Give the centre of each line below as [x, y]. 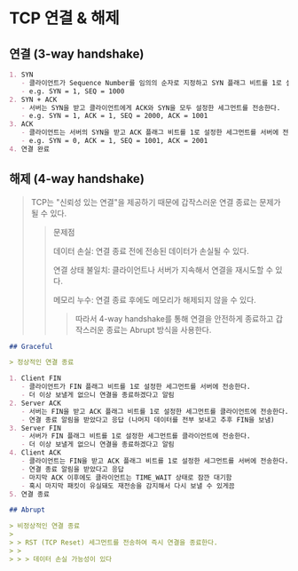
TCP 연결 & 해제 [64, 18]
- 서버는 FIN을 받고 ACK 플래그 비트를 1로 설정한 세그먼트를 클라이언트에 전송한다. [155, 411]
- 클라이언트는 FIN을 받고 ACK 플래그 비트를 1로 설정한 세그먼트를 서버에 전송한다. [155, 461]
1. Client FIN [35, 378]
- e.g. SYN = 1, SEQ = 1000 [73, 91]
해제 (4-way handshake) [77, 179]
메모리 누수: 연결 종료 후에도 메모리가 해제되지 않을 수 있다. [155, 299]
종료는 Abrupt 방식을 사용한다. [159, 329]
